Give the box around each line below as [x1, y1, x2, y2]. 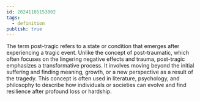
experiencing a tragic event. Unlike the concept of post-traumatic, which [6, 49, 190, 57]
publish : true [6, 26, 43, 32]
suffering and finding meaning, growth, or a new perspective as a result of [6, 68, 194, 76]
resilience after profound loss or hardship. [6, 88, 112, 95]
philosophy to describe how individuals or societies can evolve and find [6, 82, 187, 89]
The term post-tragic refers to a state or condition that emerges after [6, 43, 180, 50]
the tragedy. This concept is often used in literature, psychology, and [6, 75, 180, 82]
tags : [6, 15, 20, 21]
